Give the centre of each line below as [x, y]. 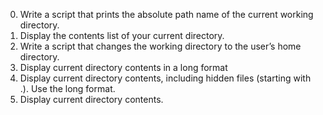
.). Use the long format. [67, 88]
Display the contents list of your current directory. [122, 35]
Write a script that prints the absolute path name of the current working [166, 14]
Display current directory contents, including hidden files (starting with [165, 78]
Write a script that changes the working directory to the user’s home [160, 46]
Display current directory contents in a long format [123, 67]
